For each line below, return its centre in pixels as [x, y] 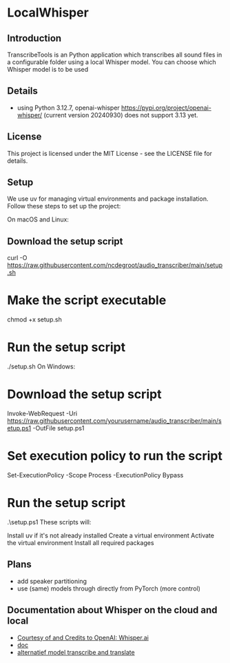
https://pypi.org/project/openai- [167, 108]
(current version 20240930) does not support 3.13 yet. [121, 115]
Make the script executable [87, 300]
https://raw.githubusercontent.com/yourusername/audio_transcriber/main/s [114, 421]
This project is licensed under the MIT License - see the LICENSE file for [109, 153]
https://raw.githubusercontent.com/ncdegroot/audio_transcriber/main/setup [115, 265]
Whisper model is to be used [48, 69]
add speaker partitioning [52, 581]
